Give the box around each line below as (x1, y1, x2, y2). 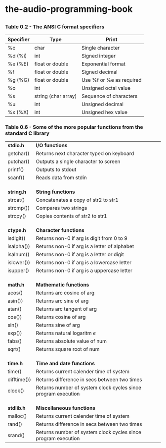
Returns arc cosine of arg (36, 289, 95, 296)
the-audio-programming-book (5, 3, 133, 15)
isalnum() (7, 251, 30, 258)
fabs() (7, 338, 22, 345)
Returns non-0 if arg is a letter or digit (36, 251, 124, 258)
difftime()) (7, 376, 31, 383)
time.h (7, 360, 23, 367)
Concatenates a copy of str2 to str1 (36, 197, 119, 204)
